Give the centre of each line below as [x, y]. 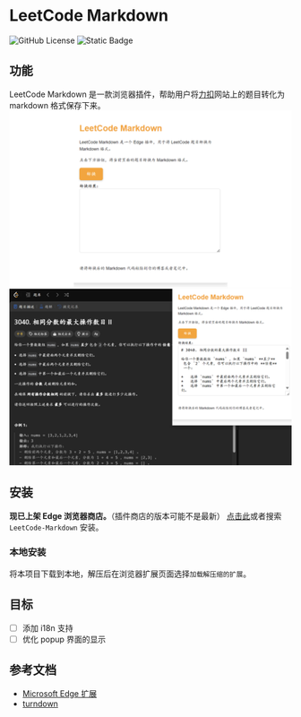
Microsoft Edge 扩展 [59, 693]
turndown [40, 704]
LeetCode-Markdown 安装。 [56, 527]
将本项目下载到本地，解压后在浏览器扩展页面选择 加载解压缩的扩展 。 [130, 574]
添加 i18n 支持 [47, 627]
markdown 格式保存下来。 [57, 105]
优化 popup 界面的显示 [64, 639]
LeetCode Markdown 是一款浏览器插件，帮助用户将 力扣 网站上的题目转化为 [147, 94]
